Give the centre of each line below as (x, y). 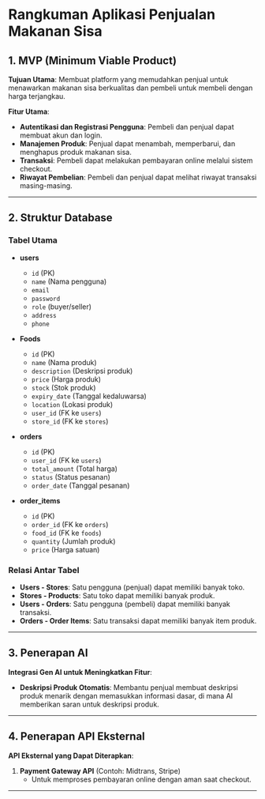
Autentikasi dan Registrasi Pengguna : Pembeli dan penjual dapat (127, 127)
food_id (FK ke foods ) (66, 533)
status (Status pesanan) (71, 477)
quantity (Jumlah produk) (73, 541)
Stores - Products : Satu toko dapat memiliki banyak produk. (117, 595)
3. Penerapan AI (48, 653)
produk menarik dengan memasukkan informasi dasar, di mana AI (126, 695)
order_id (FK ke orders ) (70, 524)
